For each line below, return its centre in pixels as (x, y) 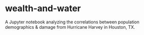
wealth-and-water (43, 9)
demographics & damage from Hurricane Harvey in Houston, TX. (70, 27)
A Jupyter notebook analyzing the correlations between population (72, 22)
